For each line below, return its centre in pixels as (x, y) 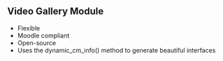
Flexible (29, 28)
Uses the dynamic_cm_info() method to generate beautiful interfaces (116, 50)
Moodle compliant (43, 35)
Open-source (37, 43)
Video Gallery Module (56, 11)
